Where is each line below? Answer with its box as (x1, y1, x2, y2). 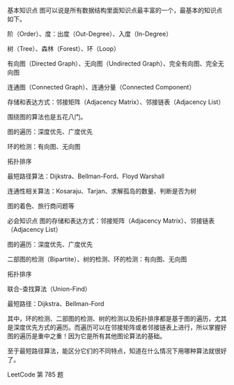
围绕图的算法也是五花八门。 (7, 112, 87, 121)
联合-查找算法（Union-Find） (7, 285, 92, 293)
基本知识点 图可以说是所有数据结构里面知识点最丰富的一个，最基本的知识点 (7, 6, 223, 14)
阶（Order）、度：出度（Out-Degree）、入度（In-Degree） (7, 30, 173, 38)
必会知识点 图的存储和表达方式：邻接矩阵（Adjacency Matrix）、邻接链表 (7, 217, 214, 225)
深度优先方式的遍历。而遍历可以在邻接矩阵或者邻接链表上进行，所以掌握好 (13, 324, 227, 331)
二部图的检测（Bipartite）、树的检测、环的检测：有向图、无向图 (7, 255, 187, 263)
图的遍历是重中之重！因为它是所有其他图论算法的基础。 (7, 332, 166, 340)
